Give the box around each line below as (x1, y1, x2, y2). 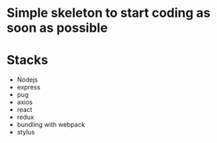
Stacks (6, 52, 49, 68)
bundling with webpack (16, 120, 86, 129)
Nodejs (16, 75, 38, 84)
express (16, 83, 40, 92)
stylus (16, 128, 35, 137)
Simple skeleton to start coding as (6, 5, 211, 21)
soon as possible (6, 20, 108, 36)
